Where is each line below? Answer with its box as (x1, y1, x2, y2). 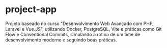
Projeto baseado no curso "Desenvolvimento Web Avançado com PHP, (5, 20, 154, 27)
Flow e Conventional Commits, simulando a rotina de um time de (5, 31, 141, 37)
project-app (5, 4, 57, 15)
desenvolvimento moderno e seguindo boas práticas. (5, 37, 117, 43)
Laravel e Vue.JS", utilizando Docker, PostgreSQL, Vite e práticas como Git (5, 26, 162, 32)
